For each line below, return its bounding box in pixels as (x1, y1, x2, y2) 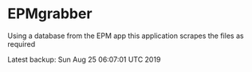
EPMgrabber (7, 5, 93, 23)
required (7, 39, 36, 48)
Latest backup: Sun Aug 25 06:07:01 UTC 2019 (7, 55, 161, 64)
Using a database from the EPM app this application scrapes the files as (7, 31, 244, 40)
